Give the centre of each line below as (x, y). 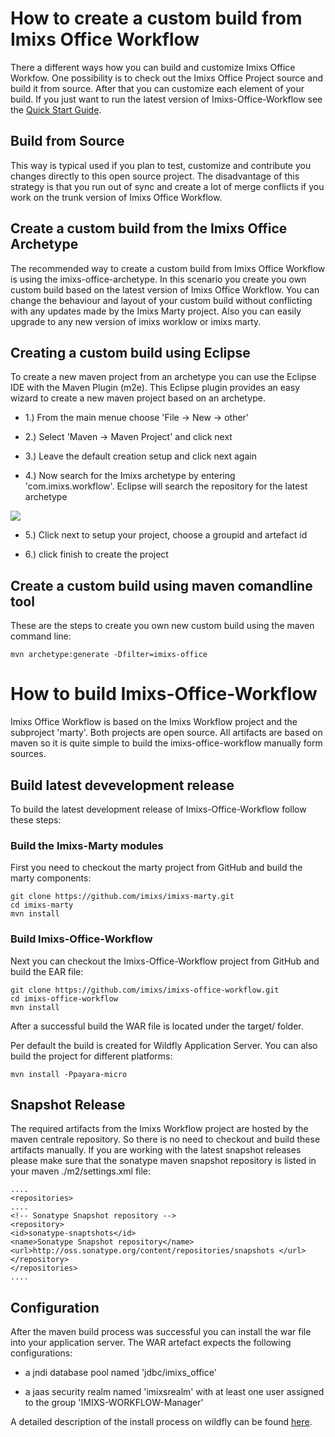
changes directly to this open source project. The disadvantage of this (155, 176)
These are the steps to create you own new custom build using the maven (162, 626)
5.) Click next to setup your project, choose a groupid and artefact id (166, 535)
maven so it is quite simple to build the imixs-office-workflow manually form (166, 743)
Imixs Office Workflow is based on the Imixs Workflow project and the (154, 722)
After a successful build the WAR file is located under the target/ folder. (157, 1026)
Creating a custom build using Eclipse (130, 352)
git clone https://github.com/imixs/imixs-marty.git (122, 897)
